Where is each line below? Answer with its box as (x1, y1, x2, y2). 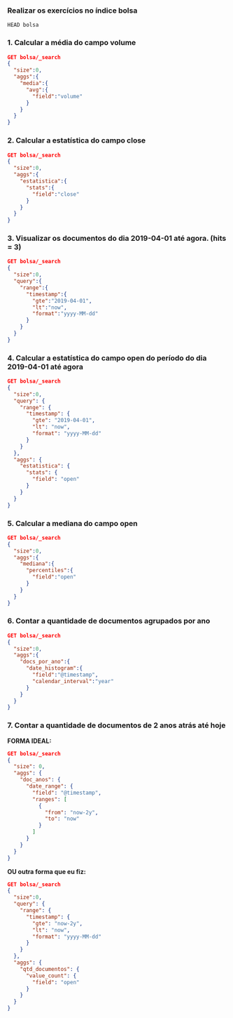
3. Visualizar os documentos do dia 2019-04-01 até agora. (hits (7, 234, 227, 244)
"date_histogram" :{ (25, 665, 83, 672)
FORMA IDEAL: (7, 736, 52, 745)
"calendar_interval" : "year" (32, 677, 114, 685)
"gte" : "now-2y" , (32, 920, 83, 927)
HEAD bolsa (7, 22, 39, 29)
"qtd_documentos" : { (20, 965, 80, 972)
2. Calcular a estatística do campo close (7, 135, 146, 145)
